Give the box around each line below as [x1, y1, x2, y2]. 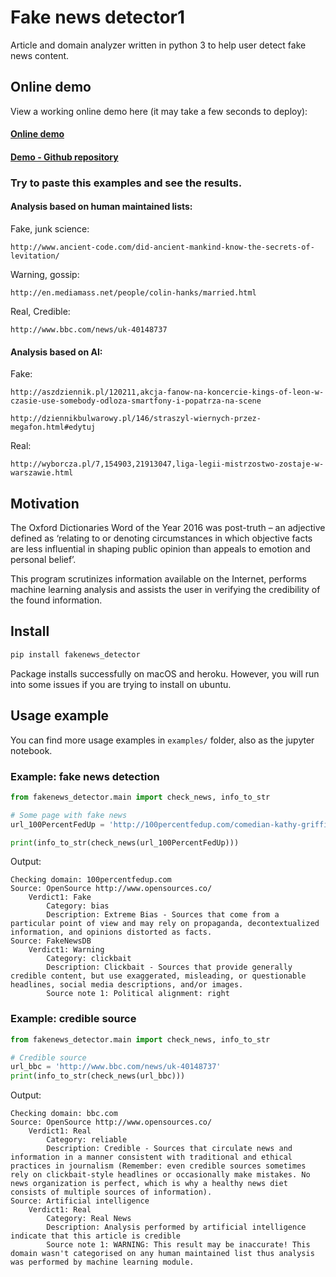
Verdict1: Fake [28, 892, 92, 903]
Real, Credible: [10, 306, 71, 318]
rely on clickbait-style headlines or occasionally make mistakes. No [10, 1170, 311, 1180]
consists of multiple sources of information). [10, 1187, 213, 1198]
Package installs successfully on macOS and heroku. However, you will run [10, 667, 320, 680]
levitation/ [10, 251, 60, 261]
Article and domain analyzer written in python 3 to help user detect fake [10, 39, 307, 51]
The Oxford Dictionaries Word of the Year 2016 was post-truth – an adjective [10, 522, 326, 534]
